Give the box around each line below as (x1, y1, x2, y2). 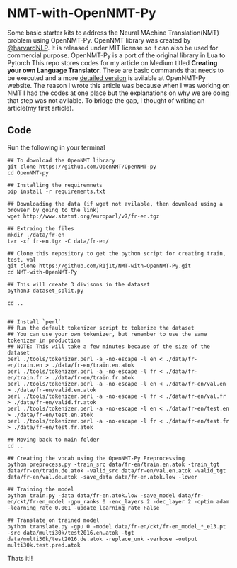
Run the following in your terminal (7, 143, 105, 152)
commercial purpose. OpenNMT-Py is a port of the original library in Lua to (7, 51, 226, 60)
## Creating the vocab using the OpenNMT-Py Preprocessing (7, 455, 185, 462)
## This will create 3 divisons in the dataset (7, 281, 151, 288)
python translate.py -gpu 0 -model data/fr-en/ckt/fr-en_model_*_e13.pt (7, 523, 226, 530)
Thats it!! (7, 554, 33, 562)
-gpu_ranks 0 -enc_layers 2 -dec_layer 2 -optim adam (67, 498, 230, 505)
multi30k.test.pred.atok (7, 541, 81, 549)
